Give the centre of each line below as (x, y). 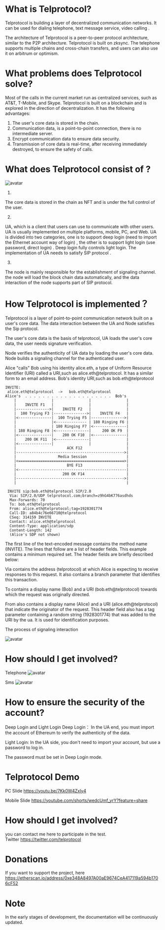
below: (12, 559)
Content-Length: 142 (31, 530)
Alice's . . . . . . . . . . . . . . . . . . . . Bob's (66, 396)
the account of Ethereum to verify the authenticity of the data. (68, 733)
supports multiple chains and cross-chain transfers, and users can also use (82, 48)
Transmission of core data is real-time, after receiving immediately (80, 144)
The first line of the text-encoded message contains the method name (76, 544)
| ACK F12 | (71, 448)
